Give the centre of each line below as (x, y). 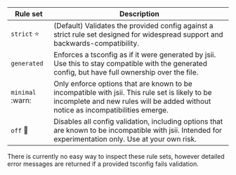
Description (139, 14)
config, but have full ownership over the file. (126, 72)
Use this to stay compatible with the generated (130, 64)
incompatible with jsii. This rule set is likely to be (133, 92)
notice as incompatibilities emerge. (111, 110)
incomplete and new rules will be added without (132, 101)
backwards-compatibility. (96, 43)
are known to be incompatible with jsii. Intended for (138, 130)
